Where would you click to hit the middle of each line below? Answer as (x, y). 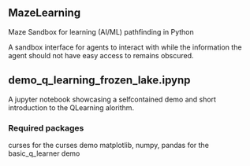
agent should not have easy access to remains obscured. (101, 55)
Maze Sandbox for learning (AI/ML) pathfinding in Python (101, 31)
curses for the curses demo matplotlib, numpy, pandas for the (108, 145)
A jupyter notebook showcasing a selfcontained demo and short (112, 99)
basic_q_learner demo (44, 153)
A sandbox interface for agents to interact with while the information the (125, 47)
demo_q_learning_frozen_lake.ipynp (99, 81)
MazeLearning (45, 13)
